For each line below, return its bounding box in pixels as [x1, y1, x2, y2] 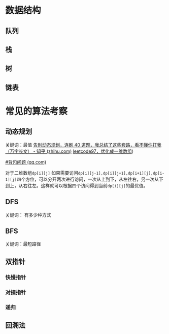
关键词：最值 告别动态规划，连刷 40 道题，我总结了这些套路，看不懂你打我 [5, 142, 161, 148]
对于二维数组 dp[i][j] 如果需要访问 [5, 170, 79, 176]
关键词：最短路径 [5, 241, 41, 247]
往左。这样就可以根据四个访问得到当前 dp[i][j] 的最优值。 [27, 182, 148, 188]
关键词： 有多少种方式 [5, 212, 51, 218]
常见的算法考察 [5, 105, 68, 117]
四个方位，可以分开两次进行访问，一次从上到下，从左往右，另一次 [16, 176, 155, 182]
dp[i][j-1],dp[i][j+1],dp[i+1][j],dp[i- [78, 171, 165, 176]
